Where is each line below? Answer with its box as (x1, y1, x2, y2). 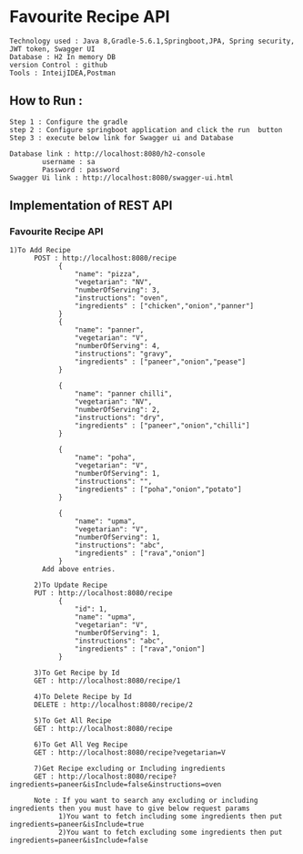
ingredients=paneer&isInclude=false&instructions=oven (9, 780, 222, 789)
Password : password (42, 165, 120, 174)
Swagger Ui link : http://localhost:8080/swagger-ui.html (9, 173, 234, 182)
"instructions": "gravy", (74, 349, 173, 359)
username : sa (42, 157, 96, 166)
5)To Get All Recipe (33, 716, 112, 725)
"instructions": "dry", (74, 413, 166, 423)
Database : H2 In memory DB (9, 52, 116, 61)
